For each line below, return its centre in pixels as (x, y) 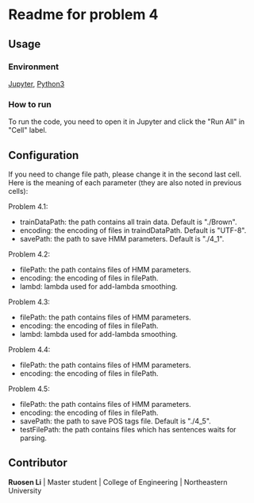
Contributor (38, 463)
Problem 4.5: (29, 389)
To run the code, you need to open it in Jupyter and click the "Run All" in (127, 122)
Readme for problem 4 (83, 15)
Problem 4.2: (29, 254)
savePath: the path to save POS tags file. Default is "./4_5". (115, 421)
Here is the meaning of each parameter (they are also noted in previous (125, 182)
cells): (18, 191)
